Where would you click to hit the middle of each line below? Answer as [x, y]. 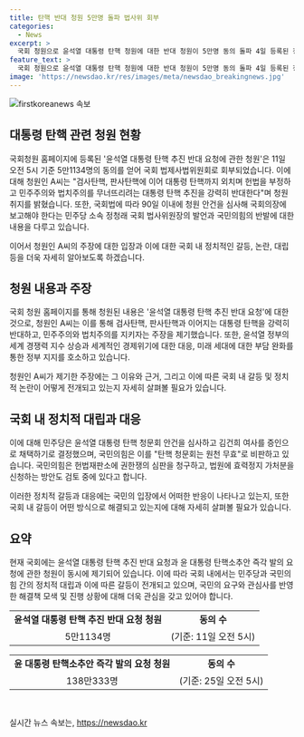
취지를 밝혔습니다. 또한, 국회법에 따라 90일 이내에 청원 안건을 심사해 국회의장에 [148, 204]
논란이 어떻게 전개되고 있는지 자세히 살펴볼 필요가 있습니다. [123, 388]
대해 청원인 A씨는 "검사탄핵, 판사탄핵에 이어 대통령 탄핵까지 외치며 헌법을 [138, 181]
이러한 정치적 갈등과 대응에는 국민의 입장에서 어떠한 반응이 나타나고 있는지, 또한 [149, 496]
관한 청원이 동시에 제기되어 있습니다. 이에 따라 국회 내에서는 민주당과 [147, 573]
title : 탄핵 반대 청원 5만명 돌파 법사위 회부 [85, 18]
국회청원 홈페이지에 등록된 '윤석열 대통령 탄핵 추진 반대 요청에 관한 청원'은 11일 [148, 159]
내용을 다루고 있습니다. [49, 227]
